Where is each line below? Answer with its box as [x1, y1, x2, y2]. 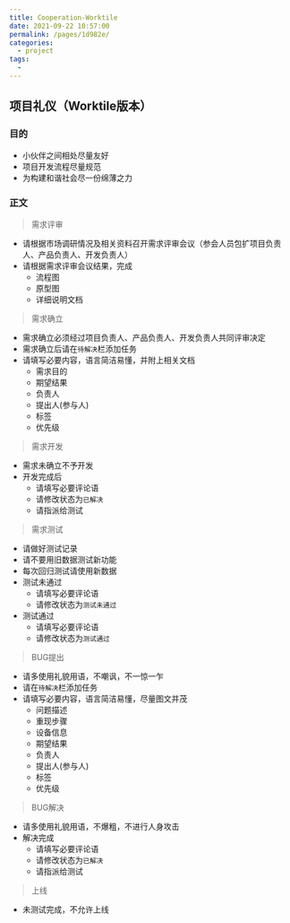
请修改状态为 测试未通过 [35, 598, 117, 610]
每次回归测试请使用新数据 [21, 565, 117, 576]
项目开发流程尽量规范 [21, 161, 101, 171]
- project [17, 47, 54, 56]
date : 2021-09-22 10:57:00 [9, 22, 110, 30]
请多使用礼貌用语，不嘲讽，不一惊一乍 [21, 670, 164, 682]
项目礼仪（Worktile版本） [9, 99, 152, 114]
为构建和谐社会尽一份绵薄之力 [21, 172, 132, 183]
